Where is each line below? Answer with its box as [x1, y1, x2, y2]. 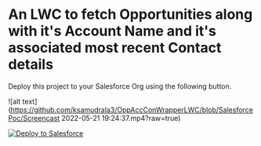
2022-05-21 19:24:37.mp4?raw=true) [61, 113, 181, 122]
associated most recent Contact [8, 39, 222, 57]
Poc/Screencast [8, 113, 60, 122]
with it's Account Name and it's [8, 22, 217, 40]
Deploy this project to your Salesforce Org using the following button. [8, 81, 232, 91]
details [8, 56, 53, 74]
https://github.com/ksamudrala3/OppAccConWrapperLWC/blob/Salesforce [10, 104, 253, 115]
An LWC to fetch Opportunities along [8, 5, 253, 24]
